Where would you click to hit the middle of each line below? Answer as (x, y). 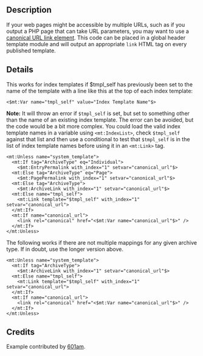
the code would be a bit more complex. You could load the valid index (94, 126)
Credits (21, 332)
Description (29, 10)
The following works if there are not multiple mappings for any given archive (102, 242)
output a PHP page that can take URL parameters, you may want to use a (98, 31)
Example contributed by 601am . (46, 347)
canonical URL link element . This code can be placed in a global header (96, 37)
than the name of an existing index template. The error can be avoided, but (100, 120)
